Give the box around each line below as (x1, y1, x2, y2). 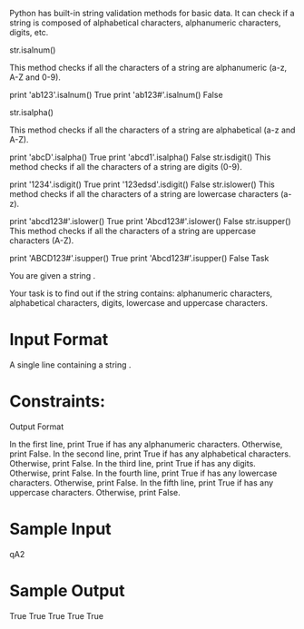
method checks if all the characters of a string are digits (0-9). (9, 162, 242, 172)
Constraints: (9, 391, 106, 412)
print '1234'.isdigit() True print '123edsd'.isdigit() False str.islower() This (9, 179, 275, 190)
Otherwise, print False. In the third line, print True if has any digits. (9, 457, 256, 468)
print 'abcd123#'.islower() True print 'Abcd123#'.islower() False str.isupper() (9, 216, 292, 226)
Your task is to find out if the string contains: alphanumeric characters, (9, 288, 273, 299)
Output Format (9, 421, 64, 432)
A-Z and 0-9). (9, 72, 62, 83)
